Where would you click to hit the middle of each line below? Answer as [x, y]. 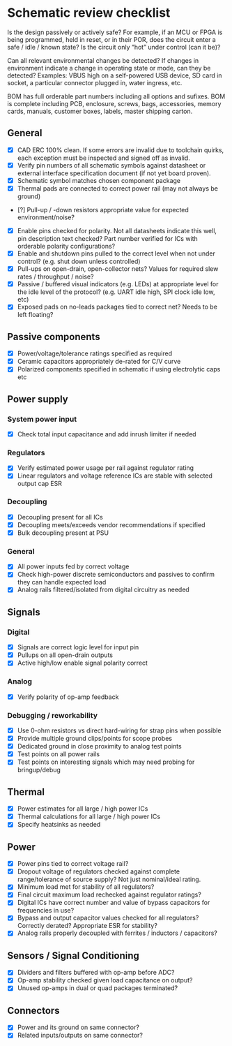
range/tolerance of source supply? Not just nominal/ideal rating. [109, 879]
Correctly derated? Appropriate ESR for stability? [87, 926]
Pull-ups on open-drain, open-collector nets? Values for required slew [118, 269]
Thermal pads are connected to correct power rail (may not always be [117, 188]
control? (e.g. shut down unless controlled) [79, 261]
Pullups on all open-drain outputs [65, 655]
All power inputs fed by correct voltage [73, 566]
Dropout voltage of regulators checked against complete [98, 871]
